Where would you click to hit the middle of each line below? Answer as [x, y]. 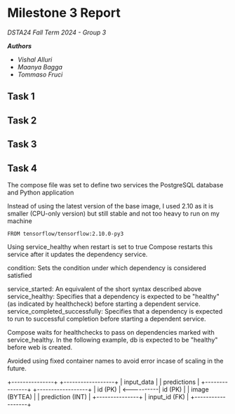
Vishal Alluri [35, 59]
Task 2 [22, 120]
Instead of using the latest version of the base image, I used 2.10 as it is [110, 206]
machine [20, 221]
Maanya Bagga [40, 67]
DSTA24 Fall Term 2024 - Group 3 [57, 32]
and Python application [41, 192]
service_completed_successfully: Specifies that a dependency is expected [115, 311]
